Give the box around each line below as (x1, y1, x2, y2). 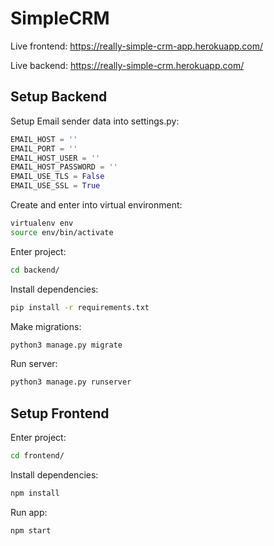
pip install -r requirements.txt (10, 302, 150, 312)
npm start (10, 525, 52, 536)
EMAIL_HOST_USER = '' (10, 153, 101, 163)
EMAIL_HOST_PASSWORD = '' (10, 162, 118, 172)
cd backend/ (10, 265, 60, 275)
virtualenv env (10, 218, 74, 228)
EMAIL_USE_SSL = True (10, 181, 101, 191)
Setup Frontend (10, 405, 110, 422)
